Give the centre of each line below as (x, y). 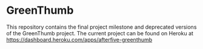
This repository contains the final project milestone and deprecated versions (101, 27)
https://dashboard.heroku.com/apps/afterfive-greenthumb (79, 39)
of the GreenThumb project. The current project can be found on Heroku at (100, 33)
